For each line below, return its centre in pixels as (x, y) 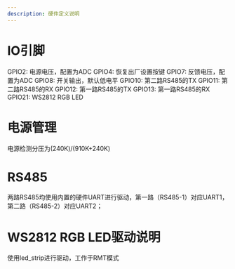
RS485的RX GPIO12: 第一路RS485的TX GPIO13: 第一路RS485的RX (115, 89)
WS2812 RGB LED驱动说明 (84, 237)
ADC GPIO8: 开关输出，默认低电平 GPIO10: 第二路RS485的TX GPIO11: (120, 80)
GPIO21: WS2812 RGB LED (46, 97)
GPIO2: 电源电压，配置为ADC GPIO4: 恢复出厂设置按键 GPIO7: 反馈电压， (113, 72)
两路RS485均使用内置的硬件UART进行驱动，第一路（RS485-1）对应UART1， (118, 197)
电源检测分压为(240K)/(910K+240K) (59, 148)
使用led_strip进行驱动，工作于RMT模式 (63, 258)
